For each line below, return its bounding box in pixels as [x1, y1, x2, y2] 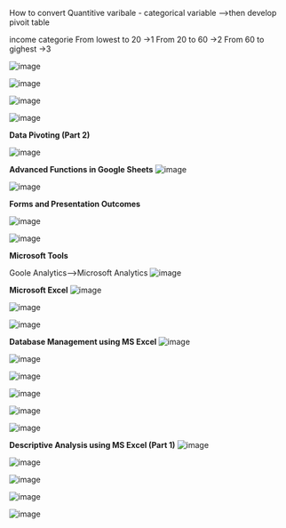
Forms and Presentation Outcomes [9, 199, 140, 209]
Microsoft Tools [9, 251, 68, 260]
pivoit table [9, 17, 51, 28]
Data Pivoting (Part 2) [9, 130, 91, 140]
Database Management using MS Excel [9, 337, 157, 347]
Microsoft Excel [9, 284, 68, 295]
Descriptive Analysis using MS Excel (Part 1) [9, 440, 176, 450]
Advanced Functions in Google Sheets [9, 164, 154, 174]
